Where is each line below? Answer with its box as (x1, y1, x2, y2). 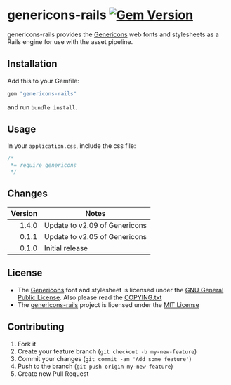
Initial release (44, 243, 88, 252)
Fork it (17, 339, 37, 348)
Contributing (7, 321, 65, 333)
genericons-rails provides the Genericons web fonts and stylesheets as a (7, 30, 219, 39)
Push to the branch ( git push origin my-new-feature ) (17, 362, 173, 370)
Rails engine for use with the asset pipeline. (7, 37, 133, 46)
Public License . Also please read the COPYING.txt (17, 293, 162, 302)
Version (11, 208, 38, 218)
